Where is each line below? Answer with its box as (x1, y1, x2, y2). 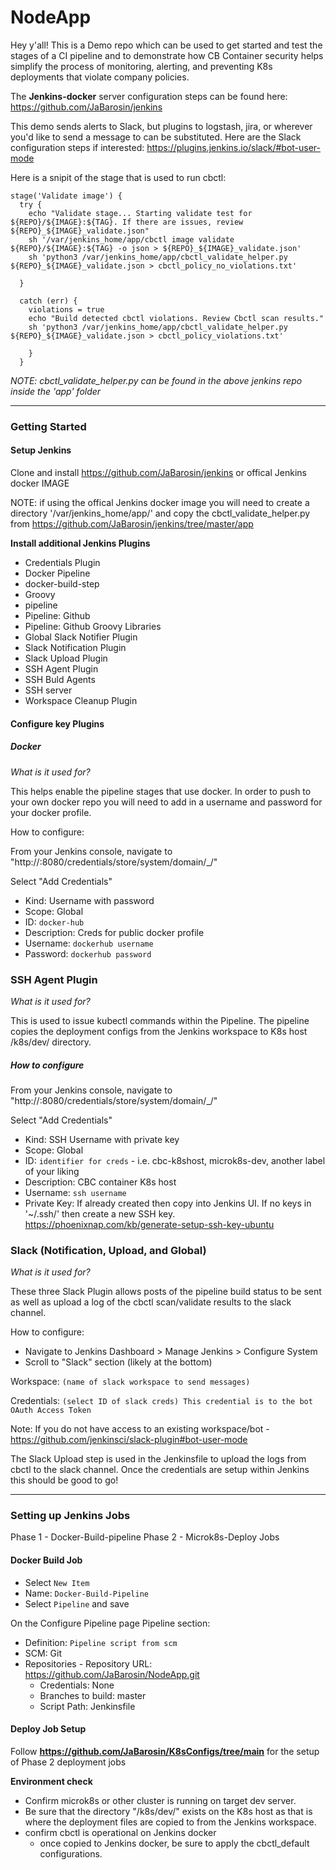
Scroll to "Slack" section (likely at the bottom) (24, 1356, 213, 1368)
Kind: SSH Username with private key (24, 1133, 180, 1145)
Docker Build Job (10, 1554, 83, 1566)
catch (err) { (19, 296, 78, 306)
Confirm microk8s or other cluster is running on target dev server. (24, 1794, 297, 1806)
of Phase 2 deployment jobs (10, 1756, 127, 1768)
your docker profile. (10, 806, 92, 818)
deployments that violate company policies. (10, 71, 190, 83)
